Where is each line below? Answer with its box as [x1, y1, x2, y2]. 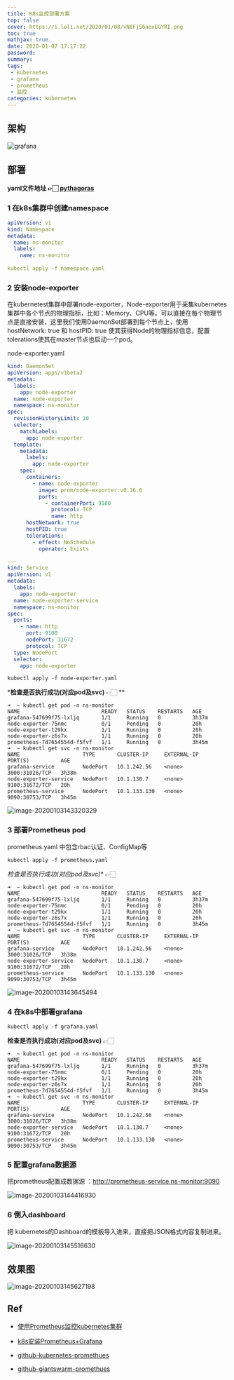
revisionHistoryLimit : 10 [13, 415, 90, 422]
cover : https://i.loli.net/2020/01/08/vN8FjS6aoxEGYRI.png [7, 23, 184, 30]
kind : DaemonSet [7, 363, 55, 370]
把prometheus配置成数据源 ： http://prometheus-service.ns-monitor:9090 [7, 1177, 220, 1186]
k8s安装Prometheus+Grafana [17, 1337, 103, 1346]
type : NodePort [13, 649, 58, 656]
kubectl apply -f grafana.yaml [7, 1023, 99, 1031]
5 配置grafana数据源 [7, 1160, 77, 1170]
